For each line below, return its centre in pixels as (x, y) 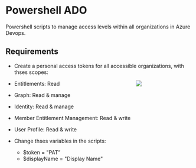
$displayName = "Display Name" (63, 159)
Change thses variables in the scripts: (60, 141)
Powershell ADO (46, 10)
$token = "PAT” (42, 152)
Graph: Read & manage (42, 95)
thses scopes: (31, 72)
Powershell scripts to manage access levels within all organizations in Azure (98, 27)
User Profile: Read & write (45, 129)
